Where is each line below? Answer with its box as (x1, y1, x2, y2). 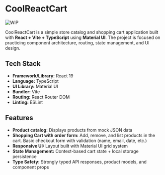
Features (5, 114, 33, 122)
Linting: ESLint (12, 99, 43, 105)
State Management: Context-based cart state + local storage (12, 148, 139, 154)
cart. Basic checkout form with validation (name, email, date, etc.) (12, 138, 147, 144)
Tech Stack (5, 59, 41, 68)
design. (5, 45, 21, 51)
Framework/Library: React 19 (12, 73, 74, 79)
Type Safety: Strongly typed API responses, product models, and (12, 159, 147, 165)
